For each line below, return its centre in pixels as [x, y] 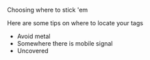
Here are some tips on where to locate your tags [75, 23]
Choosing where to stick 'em [48, 10]
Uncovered [33, 51]
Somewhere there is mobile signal [65, 43]
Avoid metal [34, 36]
